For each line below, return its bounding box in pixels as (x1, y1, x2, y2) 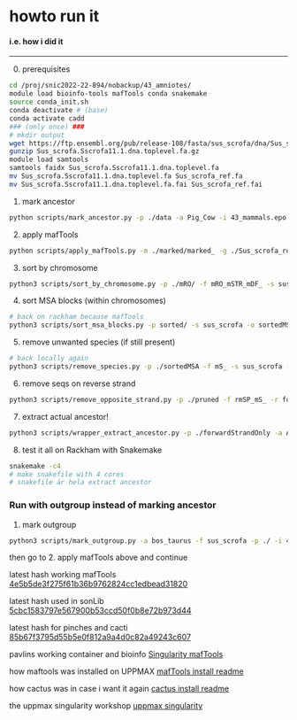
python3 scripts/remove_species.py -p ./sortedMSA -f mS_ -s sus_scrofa (9, 362, 283, 371)
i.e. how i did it (9, 35, 64, 46)
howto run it (9, 6, 100, 27)
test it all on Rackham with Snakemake (21, 445, 163, 455)
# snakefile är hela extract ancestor (9, 478, 152, 487)
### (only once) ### (9, 122, 86, 131)
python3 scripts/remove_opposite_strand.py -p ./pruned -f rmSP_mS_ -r (9, 395, 278, 404)
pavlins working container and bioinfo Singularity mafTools (9, 649, 224, 660)
